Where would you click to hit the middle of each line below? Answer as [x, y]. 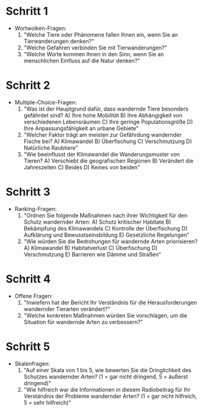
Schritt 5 [28, 346]
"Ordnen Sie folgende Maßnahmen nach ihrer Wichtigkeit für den [105, 215]
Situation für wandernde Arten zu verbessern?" [83, 322]
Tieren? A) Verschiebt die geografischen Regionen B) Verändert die [108, 161]
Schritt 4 [28, 279]
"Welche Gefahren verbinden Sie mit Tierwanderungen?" [95, 48]
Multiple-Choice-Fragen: [46, 102]
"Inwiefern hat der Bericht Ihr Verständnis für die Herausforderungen [110, 302]
